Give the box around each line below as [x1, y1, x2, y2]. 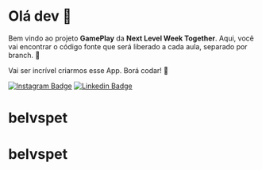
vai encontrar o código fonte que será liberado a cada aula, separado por [8, 41, 248, 51]
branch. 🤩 [8, 50, 40, 60]
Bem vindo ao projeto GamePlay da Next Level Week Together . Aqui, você [8, 33, 254, 43]
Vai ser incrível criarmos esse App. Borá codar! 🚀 [8, 65, 169, 75]
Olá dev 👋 [8, 7, 72, 25]
